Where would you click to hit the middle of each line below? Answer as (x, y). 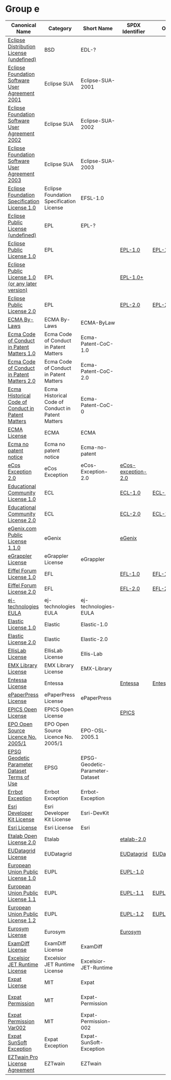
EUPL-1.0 (132, 871)
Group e (22, 9)
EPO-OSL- (94, 730)
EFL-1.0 (130, 574)
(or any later (22, 283)
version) (18, 290)
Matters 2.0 (22, 380)
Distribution (22, 47)
